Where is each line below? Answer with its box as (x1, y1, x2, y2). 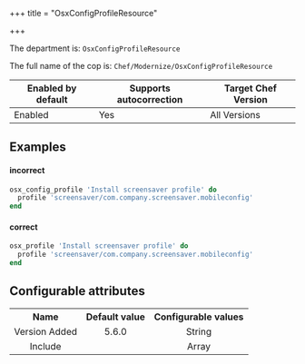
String (185, 325, 212, 338)
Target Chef (223, 82, 277, 94)
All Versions (210, 109, 261, 121)
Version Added (14, 325, 77, 338)
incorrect (9, 164, 45, 175)
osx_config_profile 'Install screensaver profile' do (9, 185, 218, 194)
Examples (9, 140, 66, 155)
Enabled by (26, 82, 77, 94)
